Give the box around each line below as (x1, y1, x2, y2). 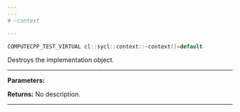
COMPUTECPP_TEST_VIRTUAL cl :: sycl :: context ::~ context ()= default (7, 43, 203, 50)
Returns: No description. (7, 90, 81, 98)
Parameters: (7, 76, 45, 85)
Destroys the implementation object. (7, 56, 114, 64)
